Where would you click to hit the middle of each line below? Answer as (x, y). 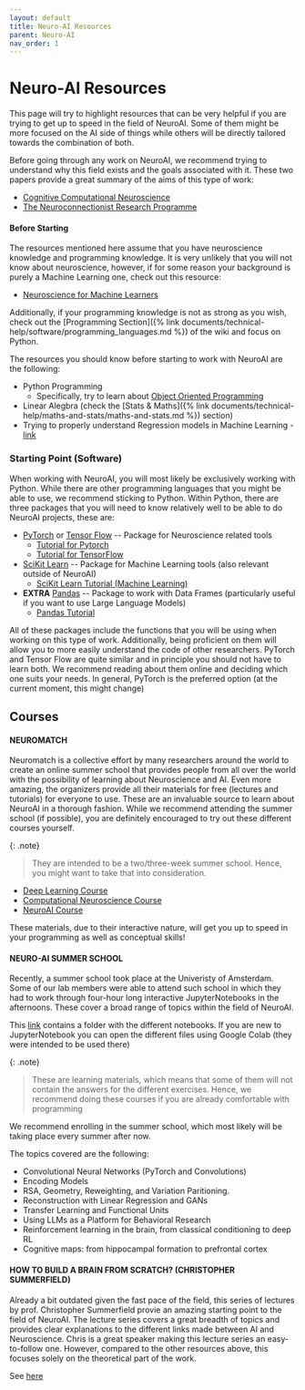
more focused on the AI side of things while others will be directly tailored (147, 133)
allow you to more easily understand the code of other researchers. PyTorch (152, 649)
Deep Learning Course (65, 891)
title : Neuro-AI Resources (61, 26)
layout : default (40, 18)
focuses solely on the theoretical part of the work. (103, 1358)
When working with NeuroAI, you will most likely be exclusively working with (152, 479)
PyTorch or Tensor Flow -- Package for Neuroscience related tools (147, 535)
